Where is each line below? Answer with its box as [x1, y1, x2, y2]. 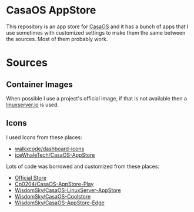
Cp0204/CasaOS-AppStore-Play [14, 180, 94, 187]
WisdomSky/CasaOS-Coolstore [14, 193, 91, 200]
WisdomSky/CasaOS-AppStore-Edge [14, 199, 105, 206]
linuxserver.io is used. [6, 101, 59, 108]
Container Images [6, 79, 73, 89]
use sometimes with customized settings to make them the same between [6, 29, 186, 36]
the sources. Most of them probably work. [6, 35, 108, 42]
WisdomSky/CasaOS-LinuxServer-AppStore [14, 186, 122, 194]
